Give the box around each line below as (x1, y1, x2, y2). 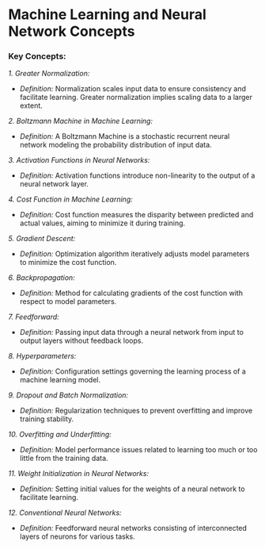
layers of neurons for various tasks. (19, 532, 136, 541)
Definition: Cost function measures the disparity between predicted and (19, 210, 254, 220)
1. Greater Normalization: (8, 69, 90, 79)
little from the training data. (19, 454, 108, 463)
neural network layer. (19, 179, 89, 189)
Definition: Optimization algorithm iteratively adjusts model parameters (19, 249, 250, 259)
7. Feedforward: (8, 312, 59, 322)
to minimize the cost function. (19, 258, 117, 267)
